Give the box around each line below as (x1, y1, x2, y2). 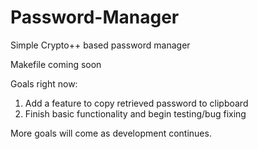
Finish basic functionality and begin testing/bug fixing (24, 107, 247, 120)
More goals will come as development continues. (10, 127, 212, 139)
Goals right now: (10, 77, 78, 90)
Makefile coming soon (10, 58, 102, 70)
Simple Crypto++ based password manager (10, 39, 191, 51)
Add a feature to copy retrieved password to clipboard (24, 97, 249, 109)
